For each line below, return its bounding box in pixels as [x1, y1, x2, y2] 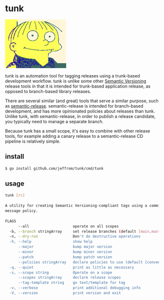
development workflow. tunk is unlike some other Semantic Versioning [5, 78, 146, 84]
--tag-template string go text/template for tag [18, 281, 125, 285]
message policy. [5, 208, 38, 213]
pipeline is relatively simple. [5, 138, 61, 144]
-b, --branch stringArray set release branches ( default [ [9, 229, 141, 234]
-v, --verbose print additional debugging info [9, 285, 141, 290]
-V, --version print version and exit [9, 291, 121, 296]
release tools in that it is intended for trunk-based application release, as [5, 83, 151, 89]
